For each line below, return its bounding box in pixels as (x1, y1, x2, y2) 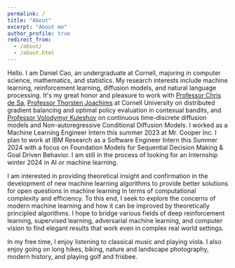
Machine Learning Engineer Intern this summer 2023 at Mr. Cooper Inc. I (7, 128, 217, 137)
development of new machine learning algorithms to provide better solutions (7, 179, 229, 187)
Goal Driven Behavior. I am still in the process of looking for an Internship (7, 150, 218, 159)
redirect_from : (7, 36, 52, 43)
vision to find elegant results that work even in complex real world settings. (7, 224, 224, 232)
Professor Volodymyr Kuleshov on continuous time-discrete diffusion (7, 113, 207, 121)
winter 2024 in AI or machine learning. (7, 158, 118, 166)
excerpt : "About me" (7, 23, 68, 30)
